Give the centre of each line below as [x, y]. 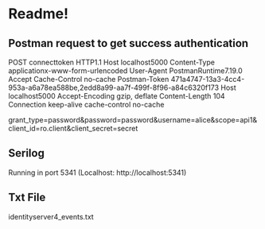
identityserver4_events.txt [51, 216]
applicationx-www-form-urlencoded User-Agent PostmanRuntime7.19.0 [125, 71]
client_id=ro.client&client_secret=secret [73, 128]
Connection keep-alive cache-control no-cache [86, 105]
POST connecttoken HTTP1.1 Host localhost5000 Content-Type [111, 62]
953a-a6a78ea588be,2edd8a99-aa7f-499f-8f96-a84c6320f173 [114, 87]
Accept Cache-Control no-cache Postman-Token [89, 79]
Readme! [39, 14]
